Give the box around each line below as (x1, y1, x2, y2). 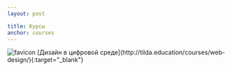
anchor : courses (7, 29, 55, 36)
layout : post (7, 10, 45, 17)
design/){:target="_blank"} (7, 56, 84, 64)
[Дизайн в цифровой (37, 48, 99, 56)
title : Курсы (7, 22, 45, 30)
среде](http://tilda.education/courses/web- (100, 48, 226, 56)
